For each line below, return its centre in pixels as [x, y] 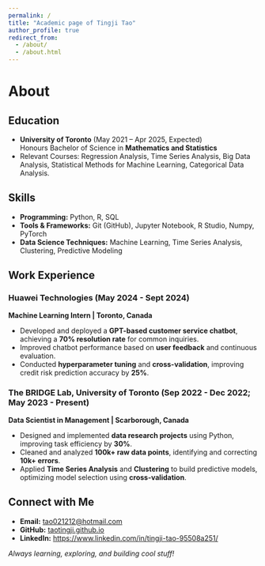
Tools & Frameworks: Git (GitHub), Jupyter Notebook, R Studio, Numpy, [137, 225]
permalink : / [30, 15]
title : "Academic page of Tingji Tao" [72, 23]
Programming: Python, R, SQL [69, 217]
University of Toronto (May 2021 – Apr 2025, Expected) [111, 140]
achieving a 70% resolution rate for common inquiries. [109, 339]
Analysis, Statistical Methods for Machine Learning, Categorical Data [132, 164]
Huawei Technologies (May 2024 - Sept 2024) [99, 298]
